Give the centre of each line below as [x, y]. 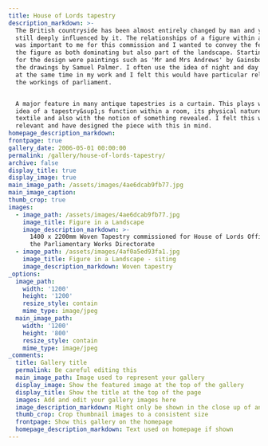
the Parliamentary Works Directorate [92, 245]
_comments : [26, 355]
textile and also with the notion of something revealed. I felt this [135, 119]
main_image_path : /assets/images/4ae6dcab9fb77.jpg [96, 185]
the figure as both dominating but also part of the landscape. [124, 53]
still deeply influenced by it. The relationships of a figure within [135, 38]
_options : [25, 274]
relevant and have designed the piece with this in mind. [114, 126]
